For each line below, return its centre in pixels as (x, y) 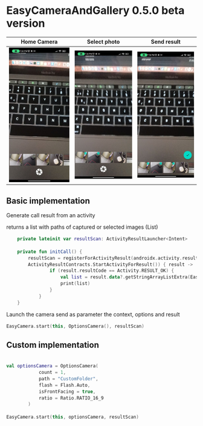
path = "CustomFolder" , (68, 379)
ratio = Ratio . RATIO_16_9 (71, 398)
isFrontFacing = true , (67, 392)
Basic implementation (48, 201)
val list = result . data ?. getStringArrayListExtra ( (125, 277)
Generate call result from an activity (51, 215)
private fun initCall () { (50, 252)
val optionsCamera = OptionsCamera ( (52, 366)
